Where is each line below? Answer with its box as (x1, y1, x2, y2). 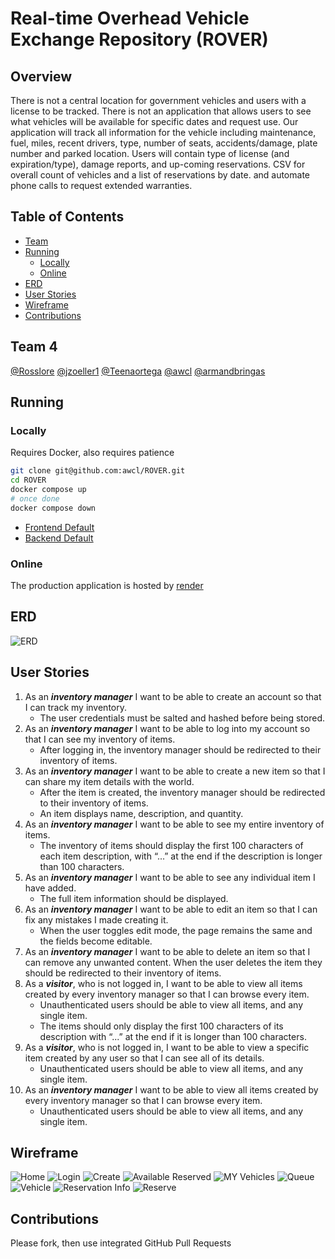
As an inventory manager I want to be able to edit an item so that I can (24, 903, 318, 915)
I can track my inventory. (24, 701, 127, 713)
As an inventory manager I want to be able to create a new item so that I (24, 765, 326, 777)
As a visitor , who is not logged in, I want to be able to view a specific (24, 1041, 310, 1053)
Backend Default (24, 532, 94, 544)
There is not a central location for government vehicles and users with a (10, 95, 307, 106)
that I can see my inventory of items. (24, 733, 176, 745)
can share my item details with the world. (24, 775, 195, 787)
